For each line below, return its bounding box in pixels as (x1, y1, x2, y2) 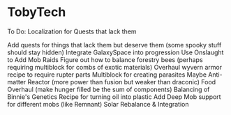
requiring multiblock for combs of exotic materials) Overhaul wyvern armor (7, 63, 223, 71)
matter (7, 77, 27, 86)
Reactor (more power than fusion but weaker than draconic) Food (27, 77, 216, 86)
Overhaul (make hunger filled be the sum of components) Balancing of (7, 85, 210, 93)
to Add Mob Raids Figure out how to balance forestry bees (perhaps (7, 55, 204, 63)
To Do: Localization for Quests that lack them (7, 27, 137, 36)
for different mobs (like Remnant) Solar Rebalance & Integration (7, 100, 190, 108)
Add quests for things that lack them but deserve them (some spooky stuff (7, 40, 222, 49)
